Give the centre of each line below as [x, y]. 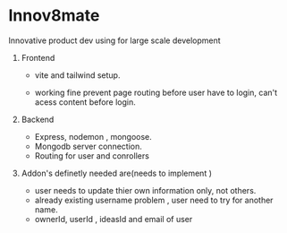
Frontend [38, 57]
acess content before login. [85, 102]
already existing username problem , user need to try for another [154, 200]
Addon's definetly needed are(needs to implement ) [116, 173]
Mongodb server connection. [88, 146]
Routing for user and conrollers [92, 155]
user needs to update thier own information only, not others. [145, 190]
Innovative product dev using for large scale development [114, 40]
